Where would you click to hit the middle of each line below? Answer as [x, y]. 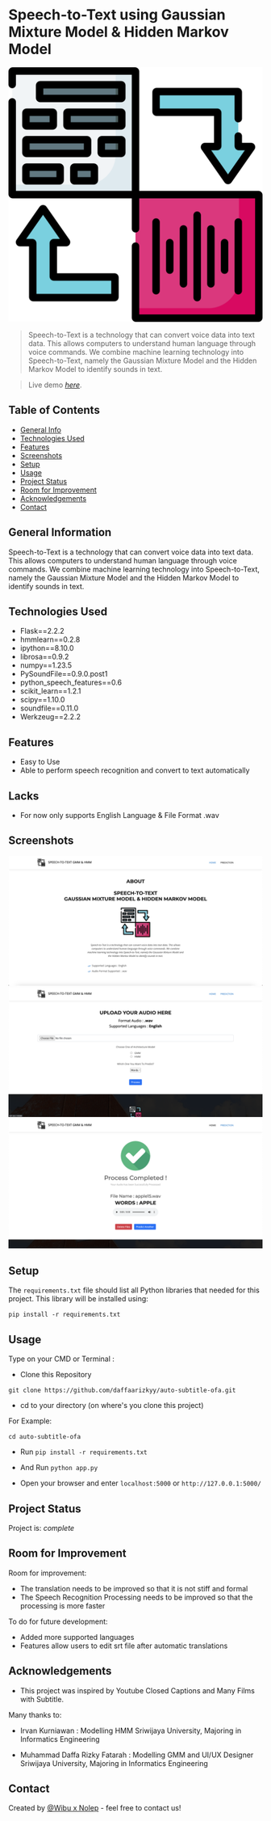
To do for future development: [58, 1621]
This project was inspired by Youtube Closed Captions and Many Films [138, 1690]
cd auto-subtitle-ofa [45, 1437]
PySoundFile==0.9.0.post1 [64, 674]
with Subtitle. [42, 1699]
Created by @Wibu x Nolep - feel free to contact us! [95, 1808]
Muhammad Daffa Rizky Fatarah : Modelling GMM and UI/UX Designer [137, 1755]
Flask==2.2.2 [42, 631]
